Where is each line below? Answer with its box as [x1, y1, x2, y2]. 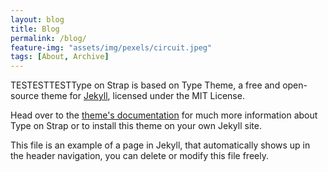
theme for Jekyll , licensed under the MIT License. [41, 90, 245, 102]
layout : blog [10, 14, 65, 25]
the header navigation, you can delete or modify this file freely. [10, 150, 269, 162]
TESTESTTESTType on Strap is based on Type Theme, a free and [10, 79, 281, 91]
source [10, 90, 40, 102]
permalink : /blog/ [10, 33, 87, 43]
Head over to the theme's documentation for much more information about [10, 109, 318, 121]
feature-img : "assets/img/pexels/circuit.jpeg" [10, 42, 213, 53]
